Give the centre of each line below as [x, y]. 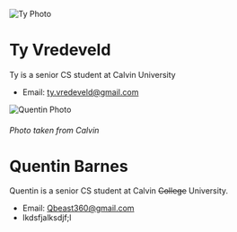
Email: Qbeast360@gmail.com [78, 208]
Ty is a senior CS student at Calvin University [93, 74]
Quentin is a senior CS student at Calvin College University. [119, 191]
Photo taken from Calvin [54, 130]
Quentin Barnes [69, 166]
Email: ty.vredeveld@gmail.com [80, 92]
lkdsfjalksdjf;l [47, 218]
